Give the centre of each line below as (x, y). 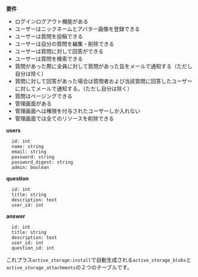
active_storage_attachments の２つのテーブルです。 (69, 267)
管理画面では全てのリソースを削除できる (64, 119)
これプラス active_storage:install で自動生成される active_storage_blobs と (99, 260)
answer (16, 216)
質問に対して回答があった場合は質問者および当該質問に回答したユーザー (103, 81)
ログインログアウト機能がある (51, 21)
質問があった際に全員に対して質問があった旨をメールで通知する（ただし (103, 66)
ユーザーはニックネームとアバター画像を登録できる (77, 29)
